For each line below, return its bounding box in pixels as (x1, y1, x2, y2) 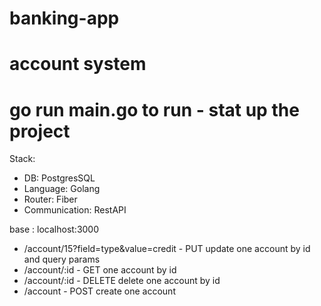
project (9, 120, 71, 142)
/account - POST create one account (23, 285, 176, 297)
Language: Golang (23, 183, 101, 195)
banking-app (9, 7, 120, 30)
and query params (23, 253, 101, 266)
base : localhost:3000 (9, 223, 100, 236)
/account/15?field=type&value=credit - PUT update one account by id (23, 243, 311, 255)
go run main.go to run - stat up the (9, 98, 300, 121)
